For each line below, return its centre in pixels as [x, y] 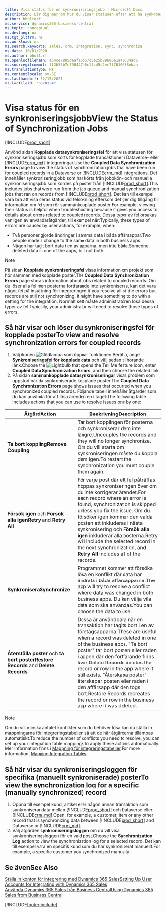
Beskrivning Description [118, 414]
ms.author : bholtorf [26, 56]
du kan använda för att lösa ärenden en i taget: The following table [79, 397]
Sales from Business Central [34, 895]
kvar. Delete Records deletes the [114, 663]
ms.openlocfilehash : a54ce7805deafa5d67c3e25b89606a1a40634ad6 [72, 60]
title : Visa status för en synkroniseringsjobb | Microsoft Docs [74, 10]
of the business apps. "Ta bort [112, 644]
